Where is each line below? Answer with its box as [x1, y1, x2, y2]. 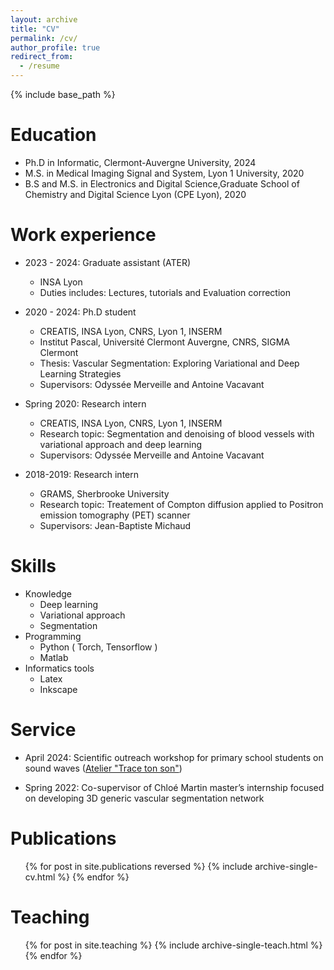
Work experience [10, 224, 157, 246]
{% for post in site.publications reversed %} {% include [24, 860, 253, 872]
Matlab [39, 651, 69, 663]
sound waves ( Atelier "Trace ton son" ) [24, 762, 183, 774]
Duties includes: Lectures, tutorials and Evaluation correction [39, 286, 291, 298]
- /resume [19, 61, 60, 71]
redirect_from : [10, 52, 74, 62]
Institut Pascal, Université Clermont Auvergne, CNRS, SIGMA [39, 336, 291, 348]
